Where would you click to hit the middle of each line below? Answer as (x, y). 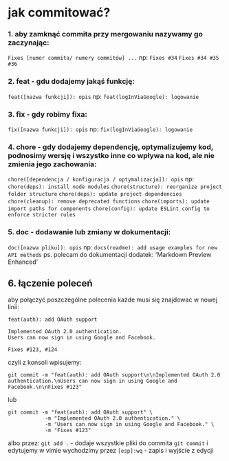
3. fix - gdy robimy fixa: (48, 114)
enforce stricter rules (42, 215)
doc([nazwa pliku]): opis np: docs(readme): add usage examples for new (112, 247)
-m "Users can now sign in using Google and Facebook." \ (129, 425)
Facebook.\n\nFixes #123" (45, 387)
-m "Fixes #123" (68, 431)
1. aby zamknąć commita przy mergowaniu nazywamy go (106, 34)
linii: (13, 307)
